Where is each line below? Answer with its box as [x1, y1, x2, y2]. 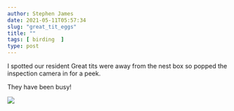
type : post [7, 43, 39, 50]
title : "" [7, 29, 37, 37]
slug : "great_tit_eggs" [7, 23, 77, 30]
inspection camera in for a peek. [7, 69, 101, 77]
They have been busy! [7, 83, 72, 91]
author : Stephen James [7, 10, 74, 17]
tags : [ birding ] [7, 36, 65, 43]
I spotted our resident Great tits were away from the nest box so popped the [7, 62, 228, 70]
